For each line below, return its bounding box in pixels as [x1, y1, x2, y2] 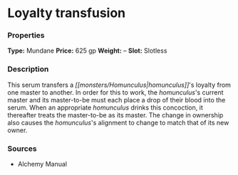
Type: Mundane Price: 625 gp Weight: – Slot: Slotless [7, 46, 167, 55]
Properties [7, 31, 45, 41]
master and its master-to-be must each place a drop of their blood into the [7, 95, 226, 104]
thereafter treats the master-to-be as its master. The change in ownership [7, 110, 224, 119]
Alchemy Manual [17, 160, 68, 169]
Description [7, 64, 49, 74]
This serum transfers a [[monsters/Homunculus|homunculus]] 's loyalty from [7, 80, 232, 89]
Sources [7, 144, 37, 154]
